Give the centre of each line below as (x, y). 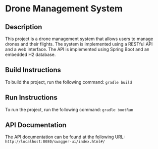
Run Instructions (31, 98)
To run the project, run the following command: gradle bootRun (69, 109)
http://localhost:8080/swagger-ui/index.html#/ (55, 142)
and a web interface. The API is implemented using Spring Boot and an (77, 49)
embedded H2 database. (30, 54)
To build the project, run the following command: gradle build (69, 82)
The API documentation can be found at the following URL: (65, 137)
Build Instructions (33, 70)
